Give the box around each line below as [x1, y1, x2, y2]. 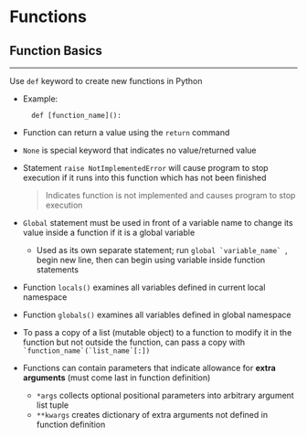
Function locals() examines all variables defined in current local [22, 282, 266, 293]
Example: [22, 93, 58, 104]
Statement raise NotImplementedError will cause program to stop [22, 163, 269, 173]
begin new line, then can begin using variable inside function [36, 254, 266, 265]
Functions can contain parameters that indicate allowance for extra [22, 363, 276, 373]
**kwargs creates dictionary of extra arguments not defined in [36, 410, 268, 420]
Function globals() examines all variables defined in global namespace [22, 309, 292, 320]
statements [36, 264, 79, 275]
